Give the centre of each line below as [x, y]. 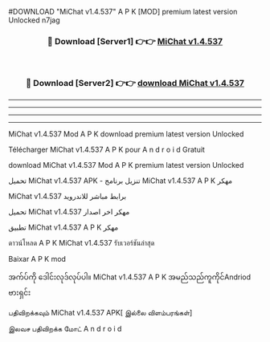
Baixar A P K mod [37, 259]
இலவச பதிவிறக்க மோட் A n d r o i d [65, 328]
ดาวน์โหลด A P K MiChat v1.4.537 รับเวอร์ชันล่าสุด [82, 242]
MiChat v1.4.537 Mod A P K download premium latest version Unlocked [126, 134]
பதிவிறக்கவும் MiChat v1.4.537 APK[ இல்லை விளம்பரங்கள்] [100, 312]
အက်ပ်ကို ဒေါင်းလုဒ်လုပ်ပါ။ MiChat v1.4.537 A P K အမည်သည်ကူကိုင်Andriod [130, 277]
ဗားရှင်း [20, 292]
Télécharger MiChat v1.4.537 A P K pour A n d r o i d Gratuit [106, 149]
